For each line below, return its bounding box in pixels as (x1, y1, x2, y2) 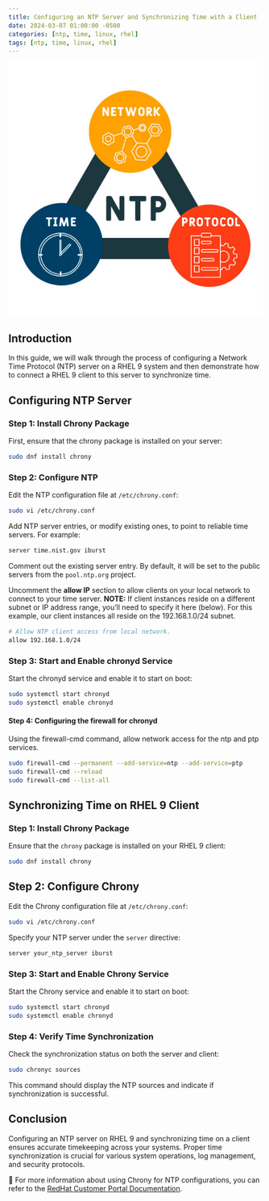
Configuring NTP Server (8, 394, 132, 407)
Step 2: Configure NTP (8, 472, 98, 483)
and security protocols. (8, 1159, 85, 1169)
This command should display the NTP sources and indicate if (8, 1080, 215, 1090)
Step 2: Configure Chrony (8, 880, 139, 894)
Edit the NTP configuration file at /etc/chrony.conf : (8, 490, 179, 500)
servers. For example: (8, 529, 81, 540)
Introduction (8, 332, 72, 345)
